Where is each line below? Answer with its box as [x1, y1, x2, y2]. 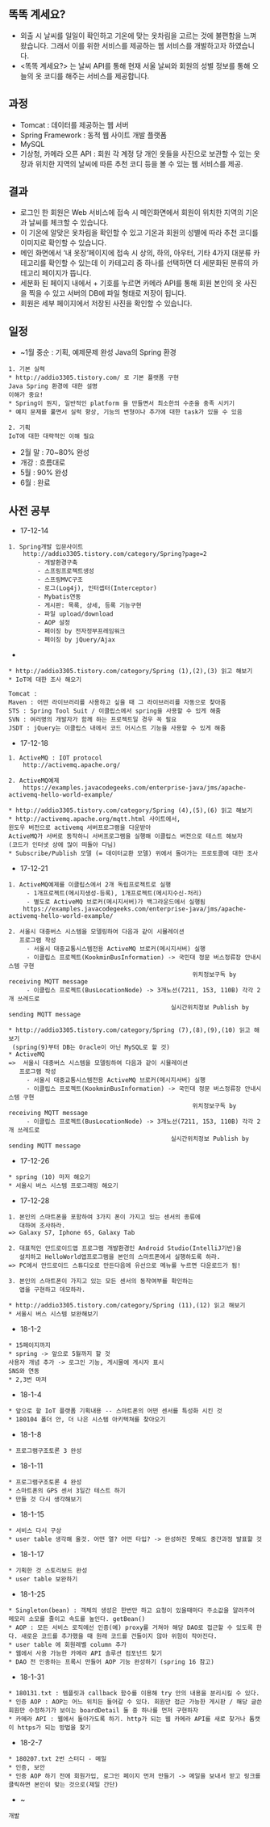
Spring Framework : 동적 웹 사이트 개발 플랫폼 [19, 130, 168, 140]
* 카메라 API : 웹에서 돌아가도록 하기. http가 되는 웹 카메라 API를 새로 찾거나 [8, 1715, 246, 1724]
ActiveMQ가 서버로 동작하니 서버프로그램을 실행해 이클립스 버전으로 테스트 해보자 [8, 832, 243, 840]
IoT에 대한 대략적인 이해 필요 [8, 432, 95, 440]
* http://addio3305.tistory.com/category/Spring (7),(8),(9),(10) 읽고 [8, 1026, 251, 1034]
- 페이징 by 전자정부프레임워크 [37, 627, 126, 636]
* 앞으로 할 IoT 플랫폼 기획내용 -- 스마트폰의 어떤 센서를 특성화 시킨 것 [8, 1407, 223, 1416]
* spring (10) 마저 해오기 [8, 1173, 91, 1181]
